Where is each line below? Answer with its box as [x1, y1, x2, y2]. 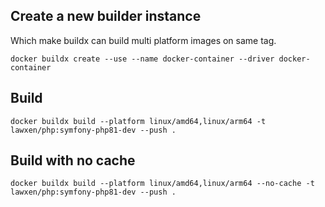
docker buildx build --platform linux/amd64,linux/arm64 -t [10, 116, 267, 126]
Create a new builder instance [10, 8, 202, 25]
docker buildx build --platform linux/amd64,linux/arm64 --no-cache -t [10, 179, 315, 189]
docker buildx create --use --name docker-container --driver [10, 54, 275, 64]
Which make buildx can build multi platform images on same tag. [10, 34, 277, 46]
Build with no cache [10, 152, 136, 169]
